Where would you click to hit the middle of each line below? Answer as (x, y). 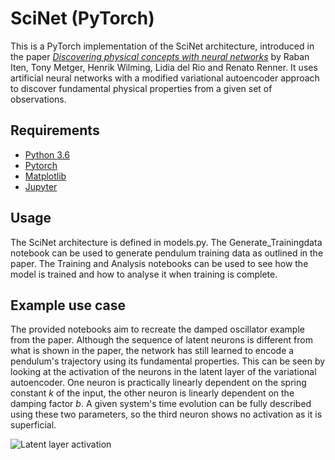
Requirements (55, 130)
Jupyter (41, 186)
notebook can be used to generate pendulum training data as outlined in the (167, 253)
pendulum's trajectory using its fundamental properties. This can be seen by (168, 361)
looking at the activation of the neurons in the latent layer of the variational (163, 372)
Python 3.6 (47, 154)
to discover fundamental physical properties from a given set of (141, 88)
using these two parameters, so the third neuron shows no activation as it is (166, 414)
